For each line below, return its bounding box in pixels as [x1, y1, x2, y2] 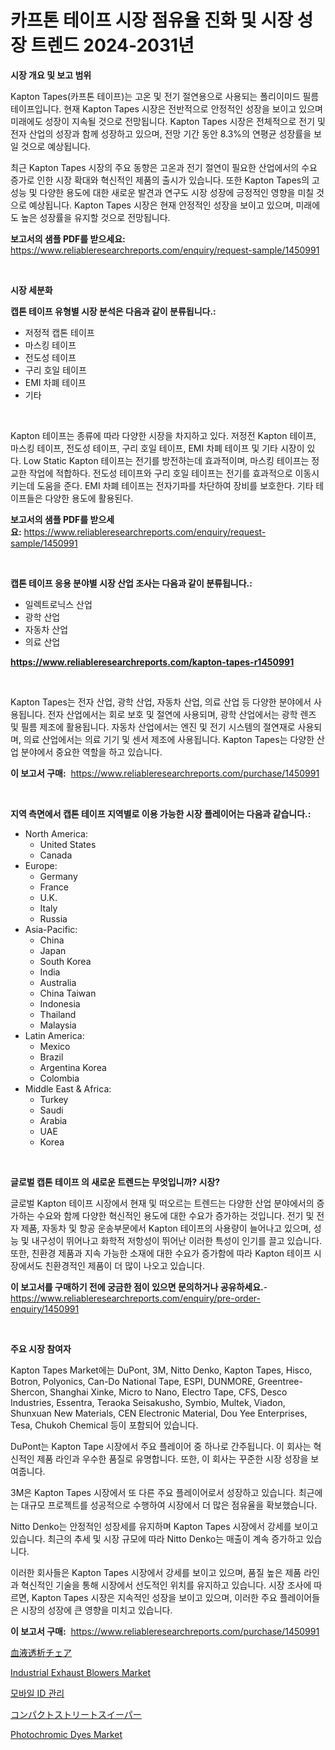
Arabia [39, 1114, 68, 1126]
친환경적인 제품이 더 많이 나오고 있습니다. [44, 1259, 206, 1271]
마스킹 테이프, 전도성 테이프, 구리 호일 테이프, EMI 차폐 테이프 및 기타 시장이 [10, 442, 305, 454]
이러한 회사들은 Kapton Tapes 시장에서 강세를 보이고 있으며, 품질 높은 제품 [10, 1566, 302, 1578]
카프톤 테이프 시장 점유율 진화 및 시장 [10, 9, 293, 32]
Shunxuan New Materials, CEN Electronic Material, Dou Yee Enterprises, [10, 1407, 308, 1419]
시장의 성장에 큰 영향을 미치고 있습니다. [20, 1604, 173, 1616]
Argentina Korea [39, 1061, 107, 1073]
